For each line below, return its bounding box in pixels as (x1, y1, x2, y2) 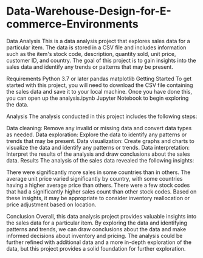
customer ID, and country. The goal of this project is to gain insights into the (6, 57, 196, 64)
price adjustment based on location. (6, 201, 97, 208)
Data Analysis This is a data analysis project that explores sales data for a (6, 37, 190, 44)
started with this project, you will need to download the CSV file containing (6, 81, 193, 89)
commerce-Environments (6, 17, 139, 31)
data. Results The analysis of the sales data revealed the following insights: (6, 156, 194, 164)
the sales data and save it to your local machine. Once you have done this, (6, 88, 193, 95)
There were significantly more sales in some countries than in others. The (6, 169, 191, 176)
